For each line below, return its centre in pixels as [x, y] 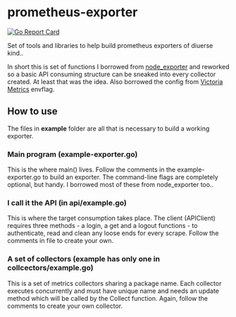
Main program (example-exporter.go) [73, 154]
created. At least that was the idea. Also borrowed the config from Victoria [115, 81]
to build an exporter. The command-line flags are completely [130, 177]
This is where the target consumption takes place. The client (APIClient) [112, 218]
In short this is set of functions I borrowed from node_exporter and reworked [118, 66]
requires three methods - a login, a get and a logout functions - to [103, 226]
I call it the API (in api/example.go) [67, 203]
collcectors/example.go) [50, 268]
